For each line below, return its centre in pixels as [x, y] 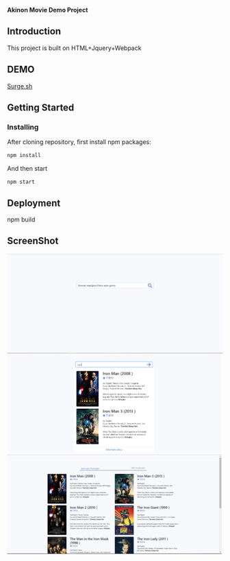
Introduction [34, 31]
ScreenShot [33, 241]
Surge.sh [20, 86]
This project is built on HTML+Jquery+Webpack [74, 48]
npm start [21, 182]
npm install [24, 156]
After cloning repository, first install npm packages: [79, 142]
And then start [27, 169]
